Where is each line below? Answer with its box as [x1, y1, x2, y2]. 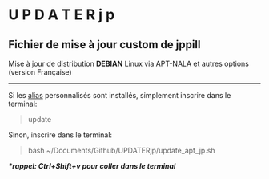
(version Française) [8, 67, 72, 77]
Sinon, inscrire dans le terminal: [8, 130, 113, 140]
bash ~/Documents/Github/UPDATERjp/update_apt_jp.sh [27, 146, 215, 155]
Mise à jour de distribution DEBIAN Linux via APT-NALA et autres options [8, 59, 250, 68]
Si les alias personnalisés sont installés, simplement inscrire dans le [8, 91, 231, 100]
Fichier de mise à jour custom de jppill [8, 38, 201, 51]
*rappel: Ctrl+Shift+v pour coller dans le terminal [8, 161, 176, 170]
